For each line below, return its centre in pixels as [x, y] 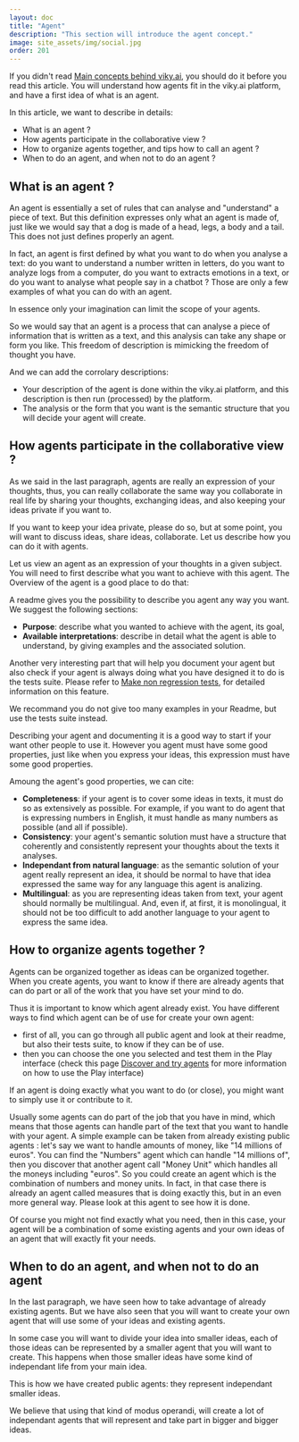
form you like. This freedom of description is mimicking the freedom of [139, 345]
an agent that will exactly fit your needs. [83, 1238]
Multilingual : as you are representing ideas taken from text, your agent [153, 893]
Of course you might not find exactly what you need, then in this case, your [148, 1220]
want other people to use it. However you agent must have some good [138, 745]
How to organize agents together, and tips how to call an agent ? [141, 149]
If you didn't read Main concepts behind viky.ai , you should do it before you [148, 76]
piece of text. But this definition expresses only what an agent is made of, [144, 217]
